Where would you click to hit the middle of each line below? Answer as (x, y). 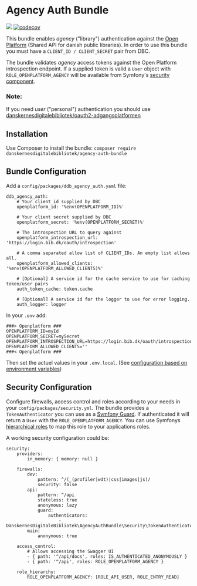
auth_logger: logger (42, 304)
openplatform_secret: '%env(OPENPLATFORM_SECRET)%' (81, 222)
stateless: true (57, 500)
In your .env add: (27, 315)
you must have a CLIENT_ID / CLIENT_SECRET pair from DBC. (78, 51)
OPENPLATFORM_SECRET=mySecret (43, 336)
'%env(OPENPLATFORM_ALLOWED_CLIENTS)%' (55, 268)
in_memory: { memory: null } (63, 459)
